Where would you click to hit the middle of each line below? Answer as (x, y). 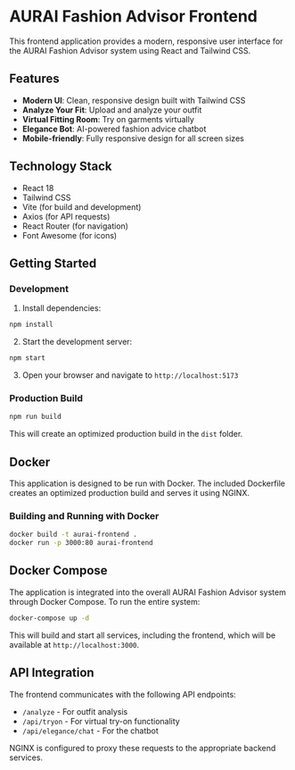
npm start (28, 358)
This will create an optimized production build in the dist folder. (126, 434)
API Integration (52, 673)
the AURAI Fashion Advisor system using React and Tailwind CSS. (130, 50)
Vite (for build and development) (82, 206)
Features (34, 79)
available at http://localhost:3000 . (74, 644)
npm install (31, 325)
